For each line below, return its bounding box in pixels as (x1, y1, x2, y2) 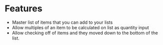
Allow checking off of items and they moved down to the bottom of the (12, 30, 158, 36)
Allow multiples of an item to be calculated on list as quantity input (12, 24, 149, 30)
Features (5, 3, 43, 14)
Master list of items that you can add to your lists (12, 19, 113, 25)
